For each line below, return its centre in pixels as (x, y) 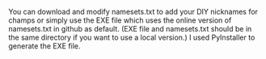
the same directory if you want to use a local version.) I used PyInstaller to (132, 37)
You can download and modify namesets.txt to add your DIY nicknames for (133, 12)
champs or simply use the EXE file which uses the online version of (120, 20)
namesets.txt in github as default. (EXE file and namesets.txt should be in (130, 29)
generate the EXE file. (44, 46)
